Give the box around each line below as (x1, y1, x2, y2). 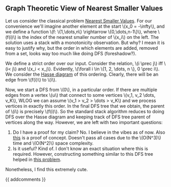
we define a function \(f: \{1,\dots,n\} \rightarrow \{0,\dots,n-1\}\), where (5, 28, 157, 35)
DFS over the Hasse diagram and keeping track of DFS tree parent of (5, 114, 151, 120)
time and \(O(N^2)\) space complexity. (12, 140, 94, 146)
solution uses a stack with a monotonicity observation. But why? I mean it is (5, 39, 165, 46)
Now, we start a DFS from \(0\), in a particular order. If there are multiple (5, 87, 158, 93)
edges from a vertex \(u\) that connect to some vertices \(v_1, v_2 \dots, (5, 92, 156, 98)
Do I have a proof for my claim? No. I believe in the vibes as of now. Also (12, 129, 165, 135)
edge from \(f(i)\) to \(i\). (5, 76, 57, 82)
